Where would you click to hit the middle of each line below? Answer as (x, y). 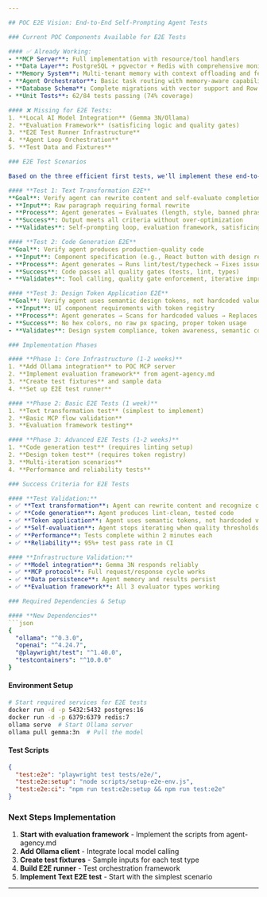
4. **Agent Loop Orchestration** (64, 140)
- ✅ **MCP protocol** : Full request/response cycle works (107, 572)
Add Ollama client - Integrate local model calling (99, 852)
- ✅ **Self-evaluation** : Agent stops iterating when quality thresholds (134, 528)
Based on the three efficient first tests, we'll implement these (120, 176)
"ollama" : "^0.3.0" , (49, 638)
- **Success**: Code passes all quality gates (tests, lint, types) (124, 272)
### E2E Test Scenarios (48, 162)
